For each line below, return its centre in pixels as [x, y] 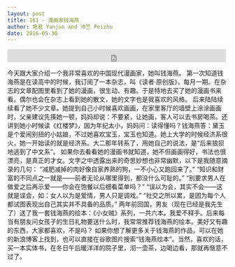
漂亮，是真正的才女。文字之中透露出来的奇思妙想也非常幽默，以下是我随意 [114, 161]
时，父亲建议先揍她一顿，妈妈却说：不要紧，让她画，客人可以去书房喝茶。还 [117, 117]
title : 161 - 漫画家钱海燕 [43, 20]
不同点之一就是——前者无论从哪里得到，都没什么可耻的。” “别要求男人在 [122, 178]
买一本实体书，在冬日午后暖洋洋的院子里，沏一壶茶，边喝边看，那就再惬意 [114, 248]
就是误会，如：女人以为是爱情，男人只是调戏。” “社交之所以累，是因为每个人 [116, 196]
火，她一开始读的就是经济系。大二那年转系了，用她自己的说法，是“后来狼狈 [116, 143]
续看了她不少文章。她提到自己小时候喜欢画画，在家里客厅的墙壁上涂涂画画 [114, 108]
